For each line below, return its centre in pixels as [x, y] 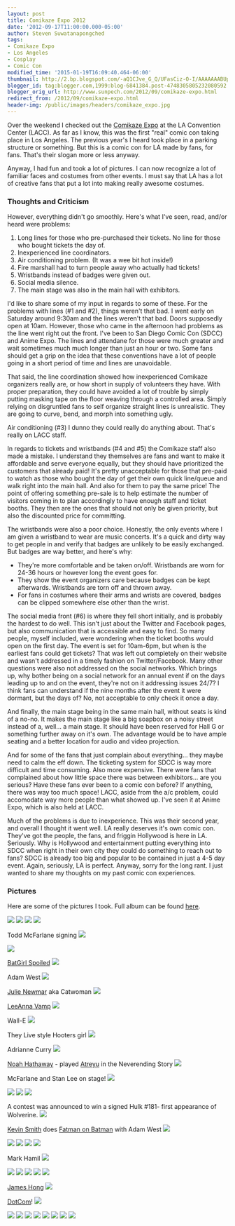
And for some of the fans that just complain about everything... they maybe [115, 755]
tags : [15, 40]
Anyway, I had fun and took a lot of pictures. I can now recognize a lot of [112, 168]
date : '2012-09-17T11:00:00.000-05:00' [65, 27]
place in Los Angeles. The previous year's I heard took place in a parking [112, 140]
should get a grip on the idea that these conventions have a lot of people [112, 356]
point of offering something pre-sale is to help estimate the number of [108, 493]
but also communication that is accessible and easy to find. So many [106, 631]
